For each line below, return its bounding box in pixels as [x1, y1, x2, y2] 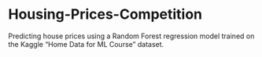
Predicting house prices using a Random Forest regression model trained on [8, 31, 255, 41]
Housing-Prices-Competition [8, 5, 203, 23]
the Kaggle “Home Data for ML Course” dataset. [8, 39, 164, 48]
